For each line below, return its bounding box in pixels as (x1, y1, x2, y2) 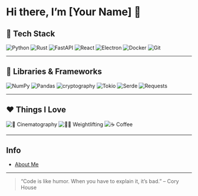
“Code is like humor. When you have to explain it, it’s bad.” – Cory (20, 178, 179, 185)
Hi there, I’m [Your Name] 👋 (6, 5, 141, 19)
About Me (14, 161, 39, 168)
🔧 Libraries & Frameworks (6, 67, 102, 77)
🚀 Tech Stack (6, 29, 55, 39)
